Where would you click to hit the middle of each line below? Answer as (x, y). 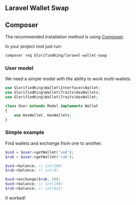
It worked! (15, 198)
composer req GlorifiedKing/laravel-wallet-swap (56, 56)
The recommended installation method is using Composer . (65, 37)
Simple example (25, 132)
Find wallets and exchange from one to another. (54, 143)
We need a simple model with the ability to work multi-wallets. (68, 79)
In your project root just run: (34, 46)
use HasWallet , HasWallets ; (43, 115)
